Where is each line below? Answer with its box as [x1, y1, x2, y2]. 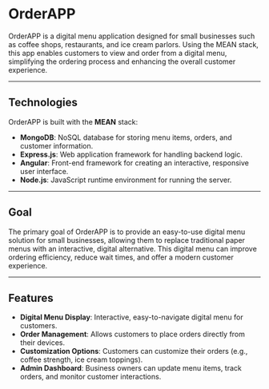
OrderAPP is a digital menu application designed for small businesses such [8, 31, 255, 41]
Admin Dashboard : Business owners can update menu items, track [19, 363, 242, 373]
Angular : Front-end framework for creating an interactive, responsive [19, 157, 250, 168]
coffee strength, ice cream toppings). [19, 355, 143, 364]
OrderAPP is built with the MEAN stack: [8, 117, 139, 126]
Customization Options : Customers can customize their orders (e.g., [19, 347, 248, 356]
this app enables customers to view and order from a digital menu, [8, 48, 227, 58]
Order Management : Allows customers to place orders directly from [19, 329, 246, 339]
